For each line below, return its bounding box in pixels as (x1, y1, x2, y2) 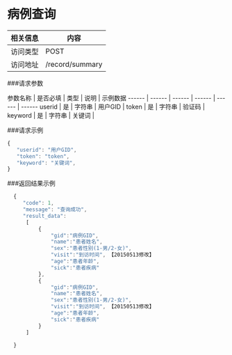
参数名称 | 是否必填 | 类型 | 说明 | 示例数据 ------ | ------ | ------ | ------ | (7, 93, 215, 102)
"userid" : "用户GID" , (16, 146, 77, 153)
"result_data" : (22, 212, 67, 219)
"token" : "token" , (16, 152, 70, 160)
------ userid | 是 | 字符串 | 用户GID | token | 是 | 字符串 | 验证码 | (20, 102, 205, 111)
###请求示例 (7, 126, 44, 134)
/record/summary (45, 59, 103, 69)
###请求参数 (7, 79, 44, 87)
